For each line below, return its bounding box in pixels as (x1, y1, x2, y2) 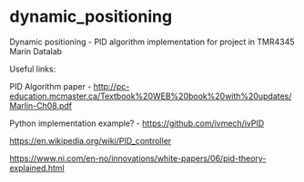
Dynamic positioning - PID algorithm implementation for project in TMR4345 (9, 36, 295, 47)
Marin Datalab (9, 45, 62, 56)
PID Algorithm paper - (9, 81, 92, 91)
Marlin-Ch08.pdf (9, 100, 73, 110)
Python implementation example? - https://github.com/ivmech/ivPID (9, 118, 265, 129)
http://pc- (93, 81, 130, 91)
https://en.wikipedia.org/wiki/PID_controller (9, 135, 172, 146)
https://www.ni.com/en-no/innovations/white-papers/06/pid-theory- (9, 152, 267, 164)
